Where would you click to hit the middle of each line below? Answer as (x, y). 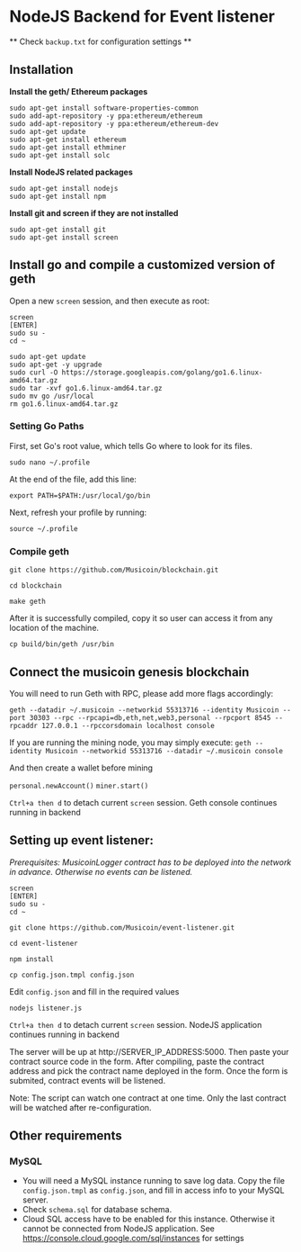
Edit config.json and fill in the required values (94, 991)
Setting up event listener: (82, 840)
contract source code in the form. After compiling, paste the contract (137, 1061)
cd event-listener (44, 943)
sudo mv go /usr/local (52, 396)
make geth (28, 602)
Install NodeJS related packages (71, 172)
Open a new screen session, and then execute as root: (109, 301)
